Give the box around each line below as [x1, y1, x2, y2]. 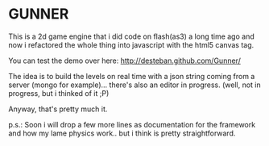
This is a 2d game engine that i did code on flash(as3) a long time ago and [8, 31, 255, 41]
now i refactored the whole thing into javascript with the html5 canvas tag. [8, 40, 255, 49]
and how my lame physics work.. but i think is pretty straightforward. [8, 128, 236, 138]
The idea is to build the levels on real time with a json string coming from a [8, 71, 255, 81]
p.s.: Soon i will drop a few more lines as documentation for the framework [8, 119, 256, 129]
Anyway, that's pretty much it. [8, 104, 108, 114]
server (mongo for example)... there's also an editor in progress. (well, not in [8, 80, 262, 90]
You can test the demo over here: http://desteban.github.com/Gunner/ [8, 56, 242, 65]
